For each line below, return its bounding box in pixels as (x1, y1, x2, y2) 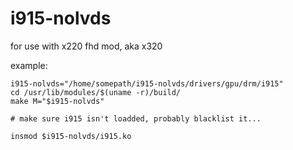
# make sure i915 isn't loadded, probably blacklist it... (10, 113, 262, 124)
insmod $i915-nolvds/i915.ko (10, 131, 132, 141)
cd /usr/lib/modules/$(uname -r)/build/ (10, 87, 182, 97)
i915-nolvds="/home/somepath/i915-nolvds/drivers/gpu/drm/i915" (10, 78, 284, 89)
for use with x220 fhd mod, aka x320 (10, 40, 163, 52)
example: (10, 59, 48, 71)
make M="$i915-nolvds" (10, 96, 105, 106)
